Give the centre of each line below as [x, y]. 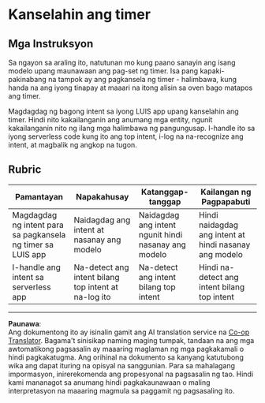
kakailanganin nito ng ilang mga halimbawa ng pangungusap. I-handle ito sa [132, 128]
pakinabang [28, 79]
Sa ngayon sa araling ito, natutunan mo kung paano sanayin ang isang [122, 62]
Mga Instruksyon [51, 44]
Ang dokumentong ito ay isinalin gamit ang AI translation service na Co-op [129, 332]
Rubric [25, 170]
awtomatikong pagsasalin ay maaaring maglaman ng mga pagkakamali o [126, 349]
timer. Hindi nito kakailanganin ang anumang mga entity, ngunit [110, 119]
